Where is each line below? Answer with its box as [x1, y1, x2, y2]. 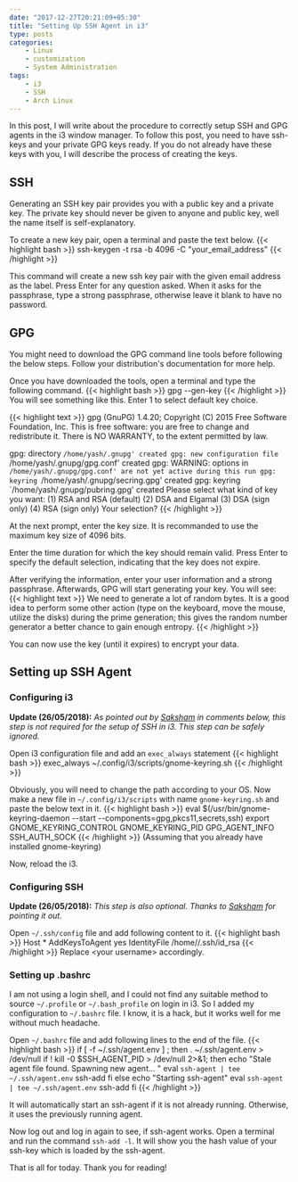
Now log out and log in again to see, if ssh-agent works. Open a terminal [9, 1126, 275, 1137]
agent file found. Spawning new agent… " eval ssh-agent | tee [9, 1063, 240, 1074]
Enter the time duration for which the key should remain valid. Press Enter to [9, 548, 288, 558]
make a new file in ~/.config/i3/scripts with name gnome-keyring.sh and [9, 793, 280, 804]
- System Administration [25, 63, 117, 72]
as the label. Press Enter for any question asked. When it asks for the [9, 280, 262, 291]
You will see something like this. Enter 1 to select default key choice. [9, 394, 259, 405]
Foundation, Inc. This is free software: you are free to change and [9, 421, 249, 432]
